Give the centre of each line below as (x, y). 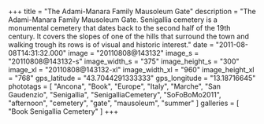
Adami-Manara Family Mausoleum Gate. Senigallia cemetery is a (113, 20)
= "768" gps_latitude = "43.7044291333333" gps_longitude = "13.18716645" (132, 78)
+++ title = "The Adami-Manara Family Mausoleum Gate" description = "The (132, 11)
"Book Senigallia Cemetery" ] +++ (63, 111)
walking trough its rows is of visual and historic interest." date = (111, 45)
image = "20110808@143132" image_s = (134, 53)
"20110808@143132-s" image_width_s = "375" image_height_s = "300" (124, 61)
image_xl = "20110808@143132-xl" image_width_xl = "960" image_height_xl (131, 69)
